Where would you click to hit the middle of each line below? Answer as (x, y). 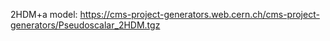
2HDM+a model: (44, 14)
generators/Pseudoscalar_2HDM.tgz (85, 25)
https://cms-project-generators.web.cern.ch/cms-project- (199, 14)
